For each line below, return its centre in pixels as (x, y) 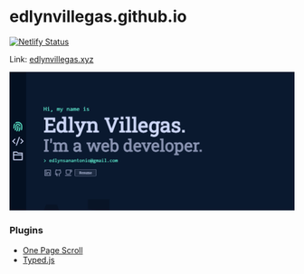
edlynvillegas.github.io (98, 17)
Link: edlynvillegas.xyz (52, 59)
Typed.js (38, 260)
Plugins (26, 231)
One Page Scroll (52, 250)
